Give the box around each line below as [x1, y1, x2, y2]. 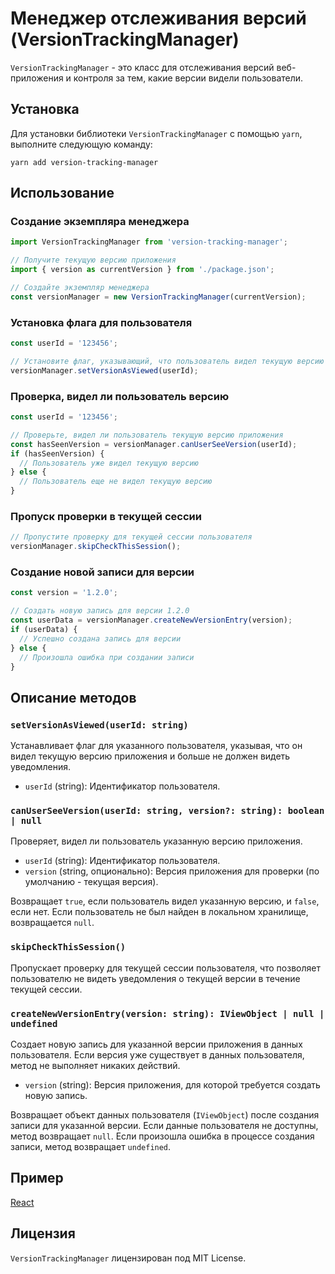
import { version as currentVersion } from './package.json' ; [10, 265, 275, 275]
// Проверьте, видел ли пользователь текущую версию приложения [10, 430, 284, 440]
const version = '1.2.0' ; [10, 588, 118, 598]
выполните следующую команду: [10, 138, 153, 150]
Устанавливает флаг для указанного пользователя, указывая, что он [10, 740, 303, 752]
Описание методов [10, 689, 137, 706]
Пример [10, 1170, 64, 1187]
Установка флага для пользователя [10, 315, 193, 329]
